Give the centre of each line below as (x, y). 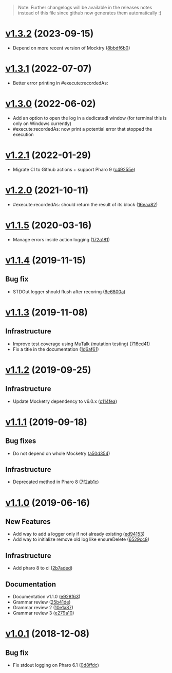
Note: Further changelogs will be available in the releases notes (85, 7)
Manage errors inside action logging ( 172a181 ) (61, 239)
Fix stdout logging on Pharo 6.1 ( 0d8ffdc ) (56, 665)
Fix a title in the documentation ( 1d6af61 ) (56, 349)
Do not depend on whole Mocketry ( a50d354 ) (61, 453)
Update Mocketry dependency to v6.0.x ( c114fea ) (65, 401)
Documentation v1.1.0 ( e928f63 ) (46, 597)
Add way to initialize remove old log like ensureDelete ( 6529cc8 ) (81, 539)
